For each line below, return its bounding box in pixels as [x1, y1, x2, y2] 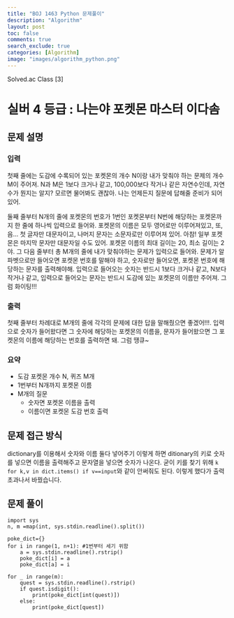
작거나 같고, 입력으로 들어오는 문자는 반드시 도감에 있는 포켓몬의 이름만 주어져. [7, 273, 220, 281]
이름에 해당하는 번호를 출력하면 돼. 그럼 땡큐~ [25, 336, 149, 344]
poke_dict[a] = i [20, 561, 71, 568]
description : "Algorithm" [7, 17, 82, 24]
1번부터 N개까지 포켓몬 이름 [17, 381, 92, 390]
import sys [7, 517, 39, 524]
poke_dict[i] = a [20, 554, 71, 562]
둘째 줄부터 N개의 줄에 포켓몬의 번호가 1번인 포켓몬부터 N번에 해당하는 [7, 212, 198, 221]
